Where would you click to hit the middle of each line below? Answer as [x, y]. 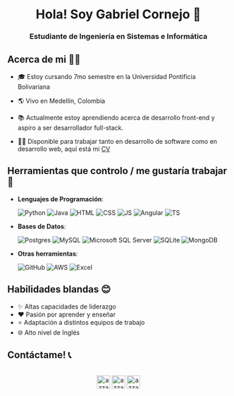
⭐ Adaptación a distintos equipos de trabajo [81, 322]
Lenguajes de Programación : [61, 199]
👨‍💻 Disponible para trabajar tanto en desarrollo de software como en [117, 141]
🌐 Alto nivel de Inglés [48, 332]
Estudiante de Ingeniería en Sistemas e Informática [118, 37]
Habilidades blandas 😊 [59, 289]
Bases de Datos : [42, 226]
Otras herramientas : [48, 254]
